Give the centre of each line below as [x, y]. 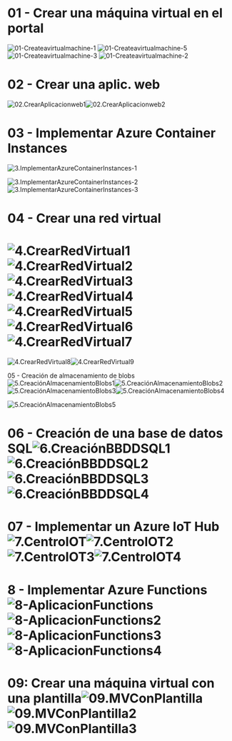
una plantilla [45, 698]
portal [26, 28]
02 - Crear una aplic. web [84, 85]
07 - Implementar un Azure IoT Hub [114, 527]
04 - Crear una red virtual [85, 218]
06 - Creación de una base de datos [115, 434]
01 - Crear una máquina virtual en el [115, 13]
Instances [37, 148]
